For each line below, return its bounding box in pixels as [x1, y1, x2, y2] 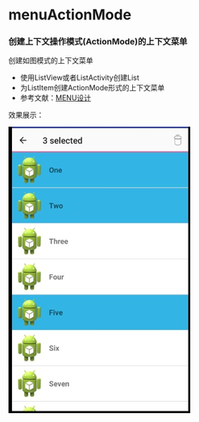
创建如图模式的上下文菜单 [8, 56, 93, 65]
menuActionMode [8, 6, 131, 24]
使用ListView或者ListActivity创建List [19, 73, 139, 82]
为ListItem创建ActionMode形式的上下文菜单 [19, 83, 165, 93]
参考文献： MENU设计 [19, 93, 91, 102]
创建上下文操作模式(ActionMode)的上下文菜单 [8, 36, 188, 48]
